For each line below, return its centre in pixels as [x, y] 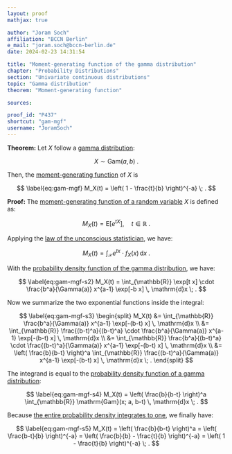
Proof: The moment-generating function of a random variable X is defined [113, 201]
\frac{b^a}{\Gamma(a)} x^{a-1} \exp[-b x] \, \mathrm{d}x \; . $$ [116, 289]
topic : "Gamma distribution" [49, 84]
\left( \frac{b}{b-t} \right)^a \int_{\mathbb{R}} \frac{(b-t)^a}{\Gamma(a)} [116, 352]
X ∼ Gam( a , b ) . [116, 161]
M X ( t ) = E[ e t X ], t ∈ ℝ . [116, 224]
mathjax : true [28, 20]
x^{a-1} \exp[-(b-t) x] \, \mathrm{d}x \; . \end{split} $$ [116, 360]
